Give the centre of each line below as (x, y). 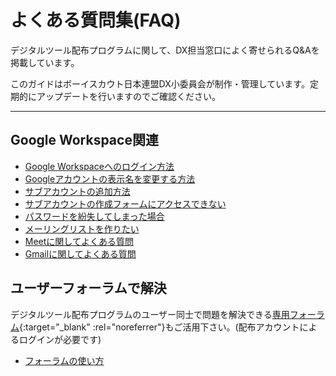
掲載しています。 (45, 62)
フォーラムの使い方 (64, 360)
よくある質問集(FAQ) (96, 20)
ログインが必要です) (60, 339)
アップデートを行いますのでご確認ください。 (128, 96)
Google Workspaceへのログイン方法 (99, 166)
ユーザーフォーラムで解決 (88, 288)
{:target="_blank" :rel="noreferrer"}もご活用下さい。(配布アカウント (159, 327)
